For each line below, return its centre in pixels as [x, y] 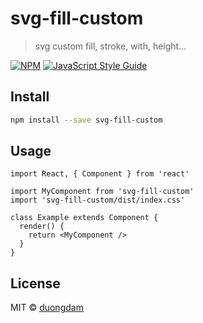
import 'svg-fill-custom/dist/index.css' [98, 200]
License [35, 283]
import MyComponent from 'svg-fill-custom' [102, 192]
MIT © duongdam [47, 308]
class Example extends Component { [84, 218]
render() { [42, 227]
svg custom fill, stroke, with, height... [110, 46]
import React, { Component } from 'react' [100, 174]
